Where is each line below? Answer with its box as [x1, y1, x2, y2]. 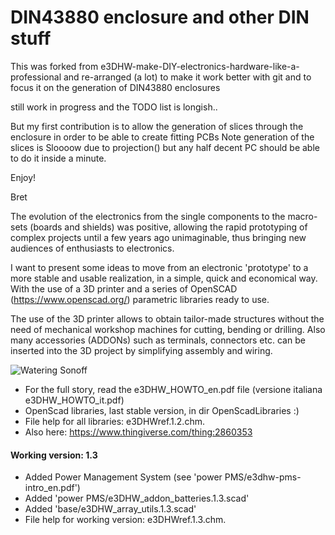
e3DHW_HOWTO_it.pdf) [24, 394, 125, 406]
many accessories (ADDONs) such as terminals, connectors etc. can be [10, 334, 306, 346]
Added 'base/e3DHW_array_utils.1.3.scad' [24, 503, 197, 515]
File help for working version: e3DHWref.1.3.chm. [24, 514, 227, 526]
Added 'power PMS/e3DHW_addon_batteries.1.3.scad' [24, 492, 250, 505]
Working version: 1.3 [10, 449, 98, 461]
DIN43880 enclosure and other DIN [10, 6, 310, 29]
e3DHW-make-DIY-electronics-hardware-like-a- [100, 60, 300, 72]
